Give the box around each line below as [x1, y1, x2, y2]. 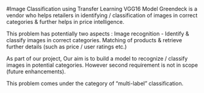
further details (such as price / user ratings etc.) [6, 43, 127, 50]
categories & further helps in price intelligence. [6, 18, 125, 25]
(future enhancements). [6, 68, 66, 75]
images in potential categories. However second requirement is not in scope [6, 61, 199, 69]
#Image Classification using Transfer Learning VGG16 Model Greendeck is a [6, 6, 197, 12]
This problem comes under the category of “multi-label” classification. [6, 80, 184, 87]
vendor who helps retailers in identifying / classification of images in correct [6, 12, 198, 19]
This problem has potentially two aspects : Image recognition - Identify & [6, 30, 189, 37]
